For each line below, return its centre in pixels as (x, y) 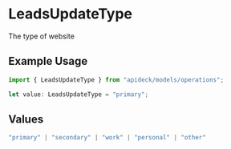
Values (26, 119)
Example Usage (48, 61)
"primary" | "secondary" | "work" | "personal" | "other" (107, 138)
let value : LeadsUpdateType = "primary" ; (79, 94)
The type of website (41, 36)
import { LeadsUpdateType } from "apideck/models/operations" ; (116, 80)
